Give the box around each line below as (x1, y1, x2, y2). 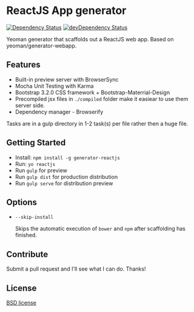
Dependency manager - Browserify (15, 108, 104, 116)
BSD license (6, 299, 36, 306)
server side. (15, 102, 45, 109)
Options (6, 197, 38, 207)
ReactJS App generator (6, 4, 127, 18)
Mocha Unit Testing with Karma (15, 82, 94, 89)
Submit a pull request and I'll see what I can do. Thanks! (6, 265, 146, 272)
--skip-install (15, 214, 54, 221)
